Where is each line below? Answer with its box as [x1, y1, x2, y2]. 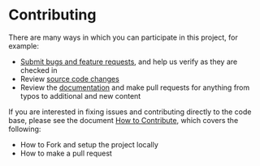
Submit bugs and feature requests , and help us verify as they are [19, 57, 238, 66]
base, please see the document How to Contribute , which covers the [8, 115, 239, 125]
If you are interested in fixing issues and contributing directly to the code [8, 107, 252, 117]
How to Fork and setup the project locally [19, 139, 158, 149]
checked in [19, 65, 58, 74]
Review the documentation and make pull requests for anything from [19, 83, 250, 92]
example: [8, 40, 39, 50]
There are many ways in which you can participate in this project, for [8, 32, 238, 42]
